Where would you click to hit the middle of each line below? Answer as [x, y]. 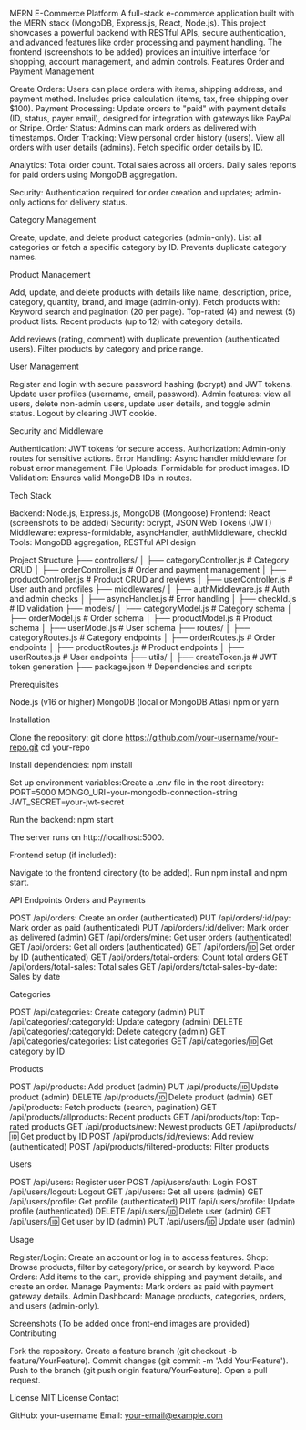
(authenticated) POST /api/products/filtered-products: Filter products [139, 1146]
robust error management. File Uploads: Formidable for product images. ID [149, 468]
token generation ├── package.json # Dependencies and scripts [131, 667]
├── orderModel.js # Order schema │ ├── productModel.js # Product [141, 618]
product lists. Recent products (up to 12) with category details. [126, 321]
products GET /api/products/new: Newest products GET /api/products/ [164, 1126]
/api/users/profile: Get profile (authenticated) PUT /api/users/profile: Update [153, 1201]
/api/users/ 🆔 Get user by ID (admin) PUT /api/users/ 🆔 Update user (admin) [153, 1221]
